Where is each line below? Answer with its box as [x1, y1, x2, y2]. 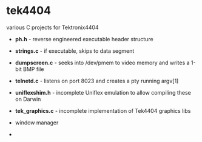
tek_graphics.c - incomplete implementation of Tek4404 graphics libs [15, 107, 191, 114]
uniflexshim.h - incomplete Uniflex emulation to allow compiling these [15, 89, 191, 96]
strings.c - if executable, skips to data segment [15, 47, 135, 55]
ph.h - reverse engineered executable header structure [15, 35, 153, 42]
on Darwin [15, 95, 41, 103]
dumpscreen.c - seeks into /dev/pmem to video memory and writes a [15, 59, 190, 66]
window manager [15, 119, 59, 126]
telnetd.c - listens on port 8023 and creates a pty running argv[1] [15, 77, 179, 84]
